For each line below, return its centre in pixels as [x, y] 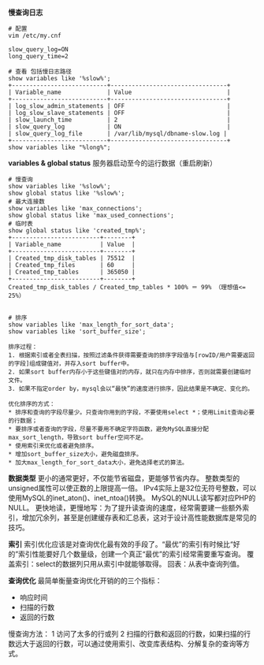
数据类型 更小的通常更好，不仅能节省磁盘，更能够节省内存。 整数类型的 [124, 478]
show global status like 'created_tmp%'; [77, 231]
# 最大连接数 [26, 202]
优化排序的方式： [32, 404]
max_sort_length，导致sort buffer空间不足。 [78, 437]
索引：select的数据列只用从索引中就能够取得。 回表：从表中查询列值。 [129, 564]
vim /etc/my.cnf [35, 35]
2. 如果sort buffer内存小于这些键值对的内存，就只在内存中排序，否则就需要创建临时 [130, 372]
